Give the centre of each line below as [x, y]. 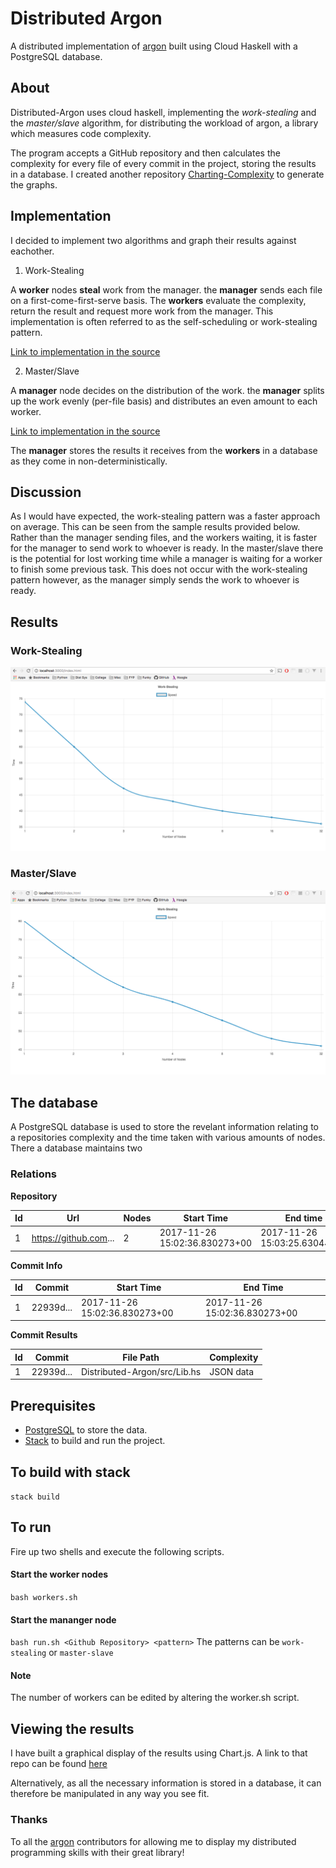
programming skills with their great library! [97, 1852]
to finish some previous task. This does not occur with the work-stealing [159, 569]
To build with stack [70, 1472]
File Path [141, 1357]
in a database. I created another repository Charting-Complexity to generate [167, 174]
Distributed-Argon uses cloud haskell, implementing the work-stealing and [163, 112]
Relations [34, 1174]
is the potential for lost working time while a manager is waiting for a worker [166, 559]
